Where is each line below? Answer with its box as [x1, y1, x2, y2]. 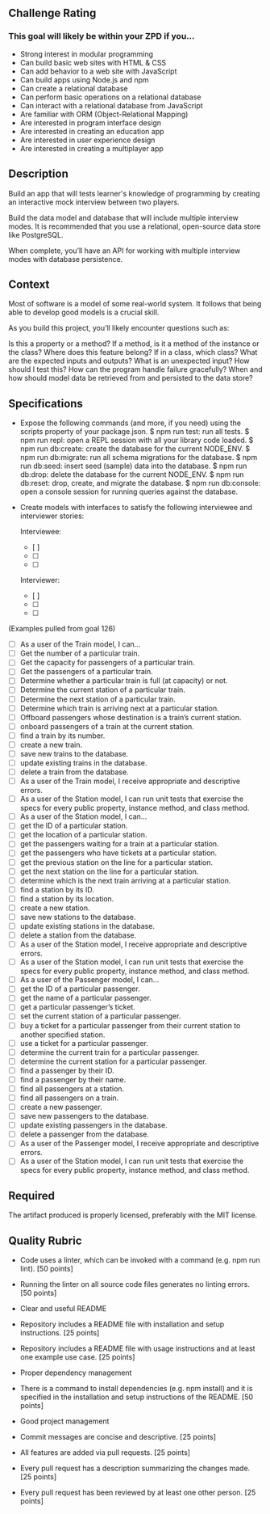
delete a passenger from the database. [19, 1129, 150, 1139]
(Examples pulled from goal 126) [8, 624, 116, 634]
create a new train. [19, 740, 83, 749]
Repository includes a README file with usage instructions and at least [19, 1343, 255, 1353]
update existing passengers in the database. [19, 1120, 168, 1130]
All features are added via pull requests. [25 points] [19, 1448, 191, 1457]
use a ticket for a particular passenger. [19, 1038, 149, 1048]
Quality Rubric [8, 1234, 82, 1247]
